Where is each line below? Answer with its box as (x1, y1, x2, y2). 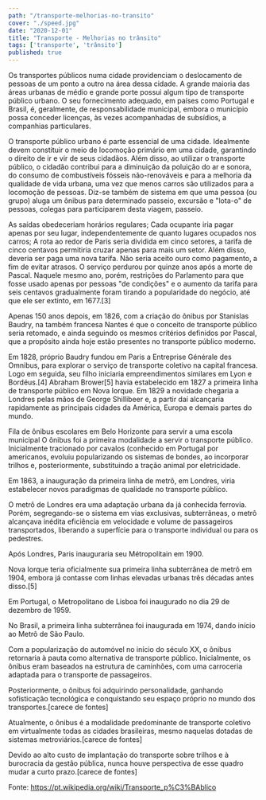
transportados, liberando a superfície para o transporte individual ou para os (8, 525, 259, 534)
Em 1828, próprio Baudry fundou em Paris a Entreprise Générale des (8, 352, 232, 361)
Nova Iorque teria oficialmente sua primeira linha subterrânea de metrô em (8, 564, 253, 574)
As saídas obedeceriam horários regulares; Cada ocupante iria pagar (8, 220, 234, 229)
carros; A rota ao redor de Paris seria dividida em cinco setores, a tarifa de (8, 236, 253, 246)
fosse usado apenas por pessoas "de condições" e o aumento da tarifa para (8, 279, 258, 288)
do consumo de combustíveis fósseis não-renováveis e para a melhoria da (8, 170, 253, 180)
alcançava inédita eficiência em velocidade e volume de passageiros (8, 517, 233, 526)
